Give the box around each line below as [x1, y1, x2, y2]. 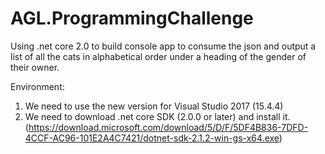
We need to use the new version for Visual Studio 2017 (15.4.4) [24, 100, 284, 112]
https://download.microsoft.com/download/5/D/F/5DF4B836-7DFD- [28, 121, 309, 133]
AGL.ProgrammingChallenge [10, 7, 254, 30]
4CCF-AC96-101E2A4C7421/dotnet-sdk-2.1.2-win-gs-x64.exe [24, 132, 280, 144]
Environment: [10, 80, 65, 92]
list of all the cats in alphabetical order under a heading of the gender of [10, 50, 307, 62]
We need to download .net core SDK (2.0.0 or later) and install [24, 110, 281, 122]
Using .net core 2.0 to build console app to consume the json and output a [10, 40, 317, 52]
